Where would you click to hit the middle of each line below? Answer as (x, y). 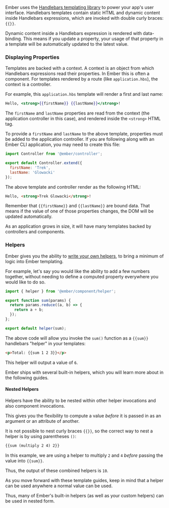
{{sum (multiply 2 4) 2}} (32, 446)
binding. (14, 39)
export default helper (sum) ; (36, 328)
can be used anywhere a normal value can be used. (59, 486)
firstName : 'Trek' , (30, 168)
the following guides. (27, 378)
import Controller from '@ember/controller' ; (54, 154)
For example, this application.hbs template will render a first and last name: (84, 94)
